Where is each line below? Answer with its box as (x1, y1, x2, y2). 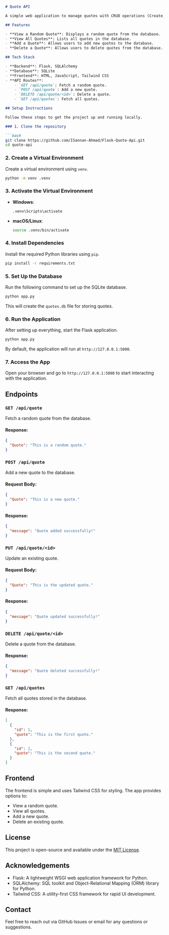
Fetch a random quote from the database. (5, 415, 92, 421)
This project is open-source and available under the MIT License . (5, 847, 140, 853)
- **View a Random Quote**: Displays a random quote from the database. (5, 31, 161, 37)
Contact (5, 905, 31, 914)
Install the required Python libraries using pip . (5, 251, 100, 257)
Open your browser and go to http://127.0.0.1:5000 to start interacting (5, 370, 154, 376)
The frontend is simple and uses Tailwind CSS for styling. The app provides (5, 787, 161, 793)
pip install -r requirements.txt (5, 261, 75, 266)
